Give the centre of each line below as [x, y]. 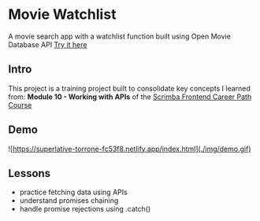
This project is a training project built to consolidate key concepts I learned [129, 88]
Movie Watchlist [62, 15]
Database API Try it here [48, 44]
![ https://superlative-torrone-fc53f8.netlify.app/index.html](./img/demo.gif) [130, 149]
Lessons [30, 173]
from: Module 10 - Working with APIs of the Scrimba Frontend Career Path [130, 97]
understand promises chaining [69, 201]
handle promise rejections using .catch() [85, 209]
